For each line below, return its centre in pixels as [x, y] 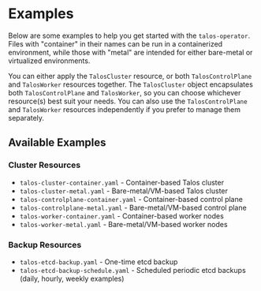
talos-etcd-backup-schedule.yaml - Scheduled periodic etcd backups [132, 270]
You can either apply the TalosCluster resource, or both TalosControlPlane [130, 76]
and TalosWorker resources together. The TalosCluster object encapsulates [131, 84]
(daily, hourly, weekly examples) [72, 278]
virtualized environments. [49, 61]
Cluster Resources [45, 165]
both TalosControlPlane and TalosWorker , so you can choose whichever [125, 92]
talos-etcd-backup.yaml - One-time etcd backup [99, 262]
